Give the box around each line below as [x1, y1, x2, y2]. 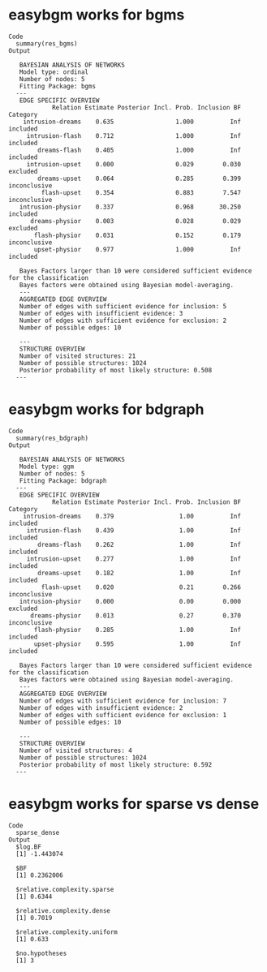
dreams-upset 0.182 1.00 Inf [37, 569, 242, 577]
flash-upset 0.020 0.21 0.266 [41, 583, 242, 591]
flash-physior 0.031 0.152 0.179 [33, 231, 242, 239]
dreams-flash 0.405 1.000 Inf [37, 146, 242, 154]
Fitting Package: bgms [19, 82, 96, 90]
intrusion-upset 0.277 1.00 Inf [26, 554, 242, 563]
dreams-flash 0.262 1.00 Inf [37, 540, 242, 548]
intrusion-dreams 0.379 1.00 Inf [23, 512, 242, 520]
